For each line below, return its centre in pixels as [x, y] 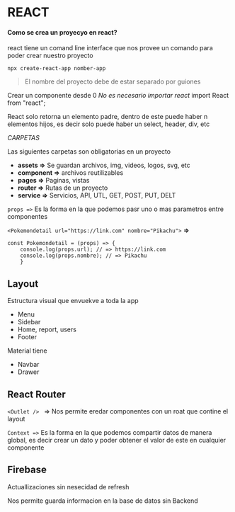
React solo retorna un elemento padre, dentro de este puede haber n [108, 117]
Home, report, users [47, 329]
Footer [27, 337]
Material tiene [27, 351]
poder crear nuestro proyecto [50, 56]
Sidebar [29, 322]
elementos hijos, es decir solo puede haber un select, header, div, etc [109, 124]
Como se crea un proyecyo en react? [63, 32]
